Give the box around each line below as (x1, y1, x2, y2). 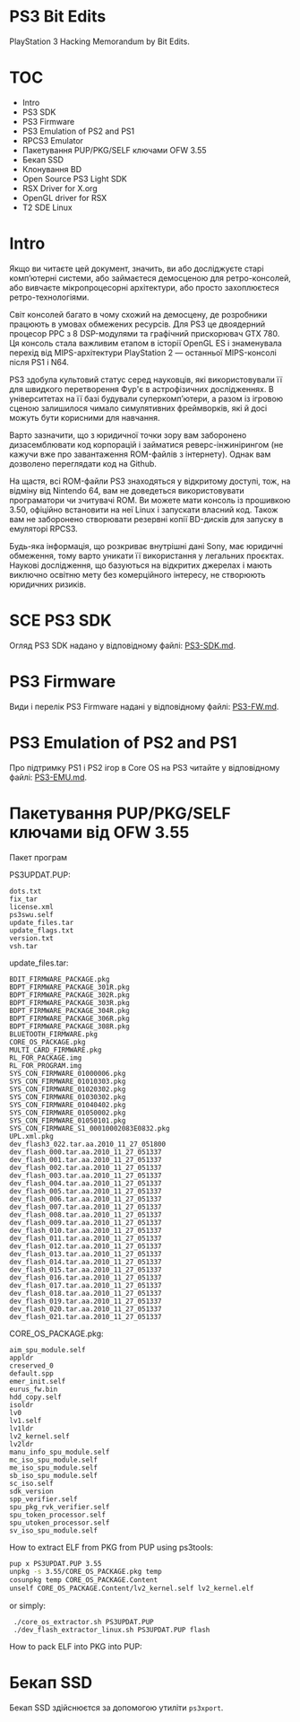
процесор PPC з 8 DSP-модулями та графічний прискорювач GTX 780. (9, 328, 280, 338)
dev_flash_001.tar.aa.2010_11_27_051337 (9, 1155, 163, 1164)
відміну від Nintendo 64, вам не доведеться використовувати (9, 485, 244, 495)
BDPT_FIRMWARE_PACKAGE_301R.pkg (9, 983, 130, 992)
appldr (9, 1353, 34, 1362)
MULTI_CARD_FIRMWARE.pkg (9, 1045, 102, 1054)
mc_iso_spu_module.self (9, 1455, 99, 1464)
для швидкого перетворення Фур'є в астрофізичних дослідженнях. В (9, 383, 275, 394)
